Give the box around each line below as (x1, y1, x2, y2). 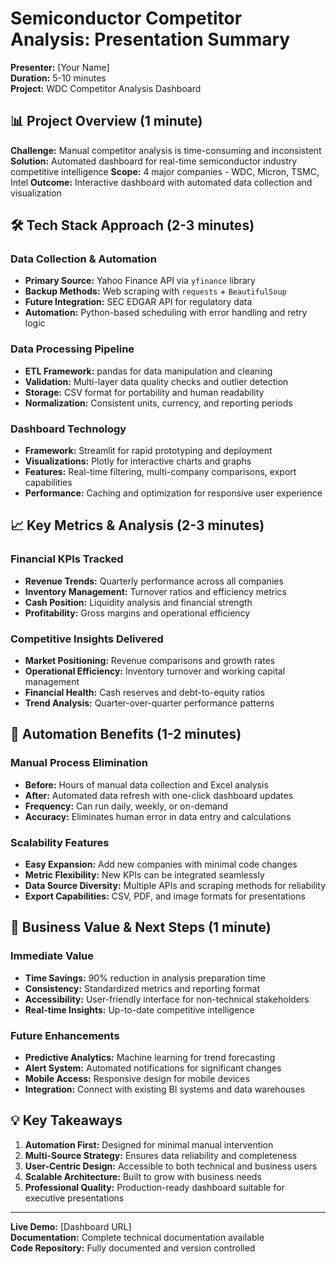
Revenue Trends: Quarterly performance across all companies (24, 575, 284, 587)
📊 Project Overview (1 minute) (10, 113, 203, 130)
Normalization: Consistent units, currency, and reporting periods (24, 397, 293, 409)
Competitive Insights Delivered (10, 632, 164, 646)
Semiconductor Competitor (10, 7, 243, 30)
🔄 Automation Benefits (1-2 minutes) (10, 726, 242, 743)
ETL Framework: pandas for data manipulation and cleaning (24, 365, 273, 377)
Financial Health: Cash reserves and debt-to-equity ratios (24, 687, 266, 699)
